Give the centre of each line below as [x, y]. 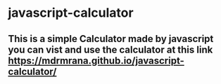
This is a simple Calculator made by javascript [111, 39]
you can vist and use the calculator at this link [110, 49]
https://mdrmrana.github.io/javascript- [96, 61]
